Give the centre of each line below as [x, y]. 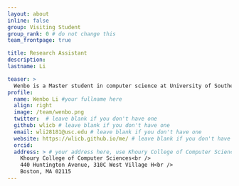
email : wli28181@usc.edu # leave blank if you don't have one [108, 132]
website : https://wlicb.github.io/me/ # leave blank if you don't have [122, 138]
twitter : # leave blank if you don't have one [86, 119]
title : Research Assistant [47, 53]
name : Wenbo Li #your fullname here [68, 99]
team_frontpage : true [39, 40]
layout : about [28, 14]
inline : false [28, 21]
